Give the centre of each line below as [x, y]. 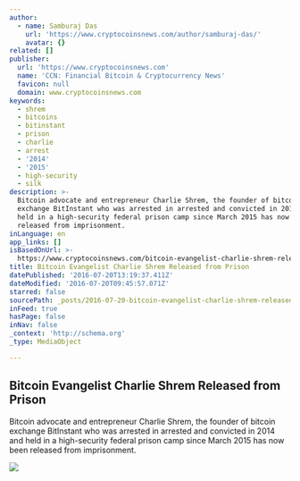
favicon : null [43, 84]
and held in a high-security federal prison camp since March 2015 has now [147, 440]
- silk [29, 184]
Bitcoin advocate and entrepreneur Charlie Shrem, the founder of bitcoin [142, 421]
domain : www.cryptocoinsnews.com [79, 92]
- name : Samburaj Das [58, 26]
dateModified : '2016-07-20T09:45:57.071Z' [89, 283]
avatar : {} [46, 42]
